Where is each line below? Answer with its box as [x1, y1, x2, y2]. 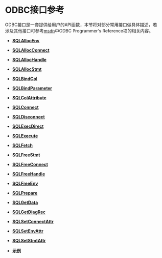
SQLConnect [12, 104, 39, 110]
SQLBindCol [12, 76, 38, 82]
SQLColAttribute [12, 94, 46, 101]
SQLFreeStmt [12, 152, 40, 158]
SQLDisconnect [12, 114, 45, 119]
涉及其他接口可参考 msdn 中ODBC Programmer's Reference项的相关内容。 [5, 28, 153, 33]
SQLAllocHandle [12, 57, 46, 62]
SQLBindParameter [12, 85, 52, 91]
